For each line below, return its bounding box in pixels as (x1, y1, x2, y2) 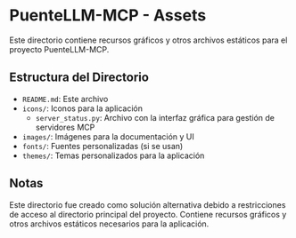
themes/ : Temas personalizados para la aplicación (21, 150, 205, 161)
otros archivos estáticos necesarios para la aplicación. (9, 218, 210, 229)
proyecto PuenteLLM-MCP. (9, 44, 110, 54)
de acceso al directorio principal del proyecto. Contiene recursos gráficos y (9, 209, 287, 219)
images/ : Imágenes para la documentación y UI (21, 131, 194, 142)
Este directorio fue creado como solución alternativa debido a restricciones (9, 199, 286, 210)
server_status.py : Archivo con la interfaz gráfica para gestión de (35, 112, 275, 123)
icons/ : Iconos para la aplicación (21, 103, 143, 114)
